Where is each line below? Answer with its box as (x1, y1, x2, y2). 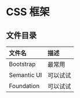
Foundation (9, 82, 40, 90)
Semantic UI (9, 71, 42, 79)
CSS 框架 (6, 5, 50, 19)
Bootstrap (9, 60, 36, 68)
